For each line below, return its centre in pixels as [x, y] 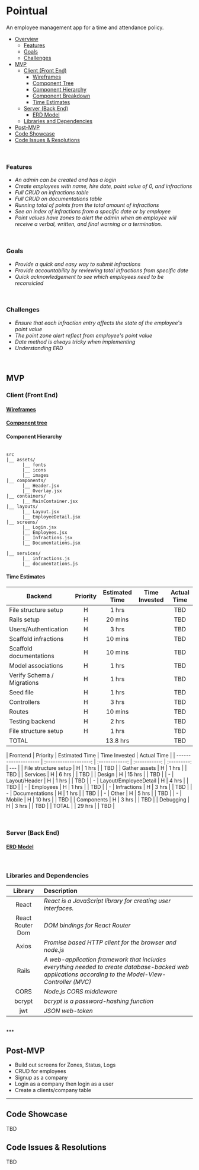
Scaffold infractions [36, 639]
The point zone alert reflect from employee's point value [84, 335]
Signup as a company [41, 1077]
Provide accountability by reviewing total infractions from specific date [101, 270]
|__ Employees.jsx [44, 532]
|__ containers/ [26, 496]
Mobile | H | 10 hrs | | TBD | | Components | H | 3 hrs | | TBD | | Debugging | [98, 799]
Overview [26, 39]
